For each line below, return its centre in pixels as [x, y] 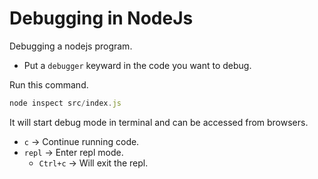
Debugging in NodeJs [101, 18]
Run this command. [49, 84]
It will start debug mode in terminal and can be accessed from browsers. [159, 122]
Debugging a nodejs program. [71, 46]
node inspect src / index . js [65, 103]
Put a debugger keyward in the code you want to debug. [137, 65]
